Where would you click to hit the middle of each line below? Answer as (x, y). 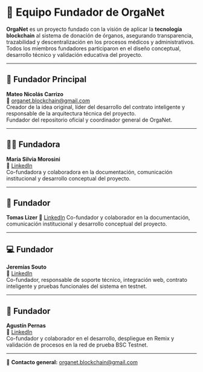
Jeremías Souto (27, 267)
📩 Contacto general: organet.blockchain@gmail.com (72, 362)
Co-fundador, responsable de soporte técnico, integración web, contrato (97, 280)
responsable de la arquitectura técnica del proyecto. (71, 113)
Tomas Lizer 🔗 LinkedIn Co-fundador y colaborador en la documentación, (98, 218)
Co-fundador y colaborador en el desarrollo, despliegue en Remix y (90, 338)
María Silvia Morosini (33, 159)
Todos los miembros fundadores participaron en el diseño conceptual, (94, 48)
